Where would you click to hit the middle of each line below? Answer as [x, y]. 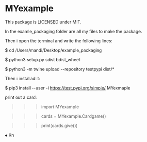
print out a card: [21, 97]
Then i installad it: [23, 78]
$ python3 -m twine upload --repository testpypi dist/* [60, 69]
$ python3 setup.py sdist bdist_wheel [42, 59]
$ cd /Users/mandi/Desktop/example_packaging [53, 50]
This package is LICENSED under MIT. [43, 22]
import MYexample [60, 106]
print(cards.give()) [59, 125]
